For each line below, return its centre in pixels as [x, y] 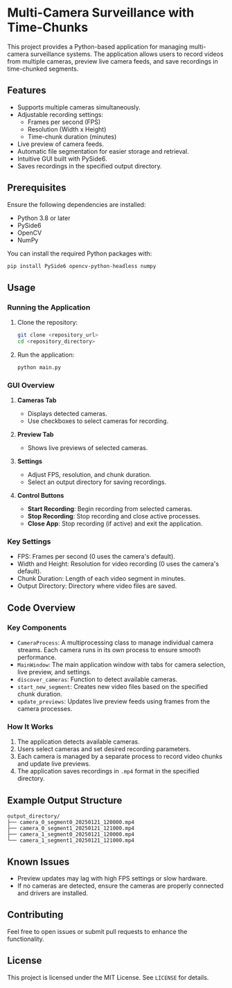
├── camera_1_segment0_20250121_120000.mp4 [71, 835]
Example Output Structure [65, 800]
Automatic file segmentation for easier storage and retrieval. [103, 151]
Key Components [37, 627]
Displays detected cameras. [67, 414]
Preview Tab [35, 435]
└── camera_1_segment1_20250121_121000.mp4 [71, 841]
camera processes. [45, 709]
